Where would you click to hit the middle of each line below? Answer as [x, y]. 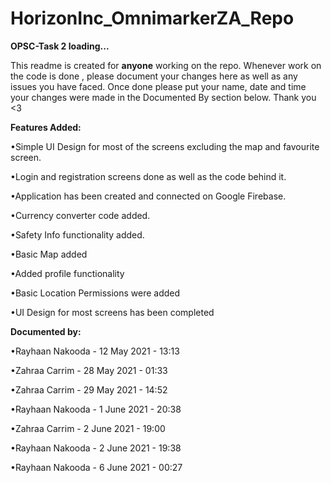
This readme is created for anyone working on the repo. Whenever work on [166, 65]
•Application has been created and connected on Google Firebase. [148, 196]
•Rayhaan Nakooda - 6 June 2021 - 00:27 [96, 467]
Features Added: [46, 127]
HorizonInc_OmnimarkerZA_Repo [152, 18]
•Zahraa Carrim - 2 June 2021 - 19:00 [88, 428]
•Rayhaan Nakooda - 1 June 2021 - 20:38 [96, 409]
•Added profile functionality [67, 273]
